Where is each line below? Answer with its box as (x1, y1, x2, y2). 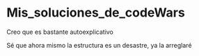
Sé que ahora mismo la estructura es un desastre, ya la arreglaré (6, 41, 192, 49)
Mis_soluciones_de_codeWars (6, 5, 185, 21)
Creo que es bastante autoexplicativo (6, 28, 114, 36)
